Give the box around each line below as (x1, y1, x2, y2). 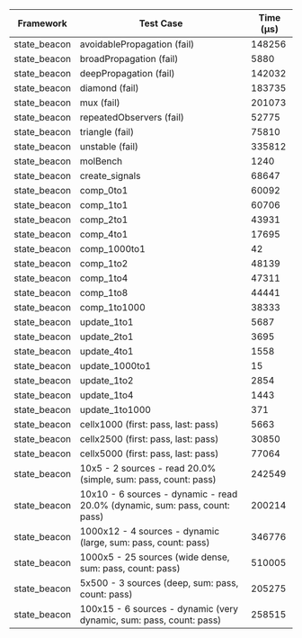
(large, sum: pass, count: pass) (79, 536, 210, 548)
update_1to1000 (79, 404, 151, 416)
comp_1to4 (79, 272, 129, 284)
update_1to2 (79, 374, 134, 386)
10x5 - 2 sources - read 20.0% (79, 463, 217, 474)
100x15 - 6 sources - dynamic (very (79, 603, 238, 615)
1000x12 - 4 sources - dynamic (79, 526, 220, 537)
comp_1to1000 (79, 301, 146, 313)
